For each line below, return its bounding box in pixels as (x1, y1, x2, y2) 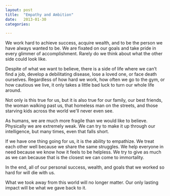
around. (5, 87, 22, 94)
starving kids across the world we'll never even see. (5, 108, 114, 114)
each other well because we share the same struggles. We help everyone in (5, 144, 164, 150)
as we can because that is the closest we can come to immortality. (5, 154, 145, 161)
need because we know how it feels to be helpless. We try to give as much (5, 149, 161, 155)
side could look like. (5, 56, 47, 62)
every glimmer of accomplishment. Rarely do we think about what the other (5, 51, 163, 57)
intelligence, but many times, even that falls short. (5, 129, 109, 135)
